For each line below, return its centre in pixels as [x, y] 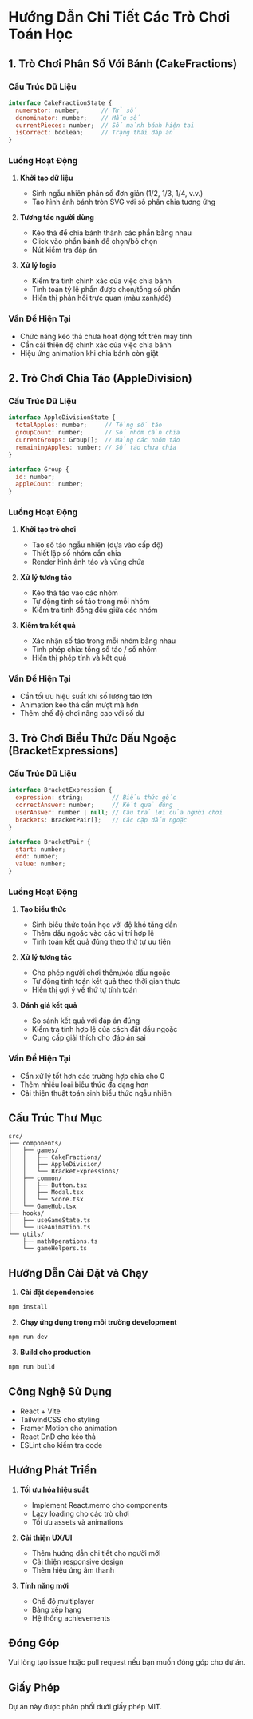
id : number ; [36, 477]
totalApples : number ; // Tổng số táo [89, 425]
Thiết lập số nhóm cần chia [76, 554]
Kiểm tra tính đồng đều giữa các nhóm [95, 610]
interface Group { [39, 469]
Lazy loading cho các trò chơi [80, 1513]
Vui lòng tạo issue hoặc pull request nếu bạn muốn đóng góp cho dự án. [127, 1662]
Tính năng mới [44, 1585]
